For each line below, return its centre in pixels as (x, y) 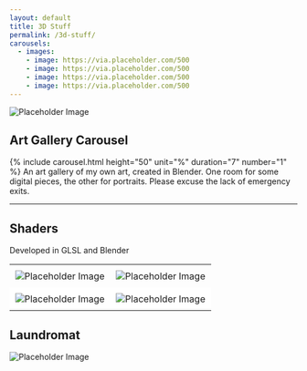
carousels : (30, 43)
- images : (36, 52)
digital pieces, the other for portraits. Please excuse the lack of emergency (150, 181)
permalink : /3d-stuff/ (53, 35)
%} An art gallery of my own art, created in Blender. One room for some (144, 172)
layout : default (40, 18)
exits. (20, 191)
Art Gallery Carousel (69, 141)
